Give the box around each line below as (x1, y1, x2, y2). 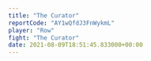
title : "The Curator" (8, 11, 80, 20)
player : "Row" (8, 26, 55, 34)
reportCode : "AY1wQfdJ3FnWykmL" (8, 19, 115, 27)
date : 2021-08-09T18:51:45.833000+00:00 (8, 41, 144, 49)
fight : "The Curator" (8, 33, 80, 42)
